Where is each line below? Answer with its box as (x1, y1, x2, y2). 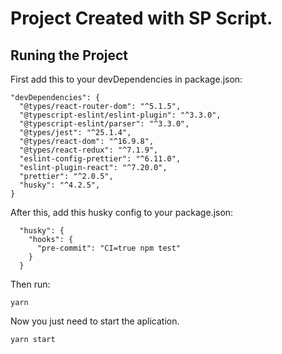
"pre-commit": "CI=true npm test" (36, 243, 182, 253)
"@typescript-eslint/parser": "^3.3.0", (19, 119, 190, 129)
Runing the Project (10, 47, 129, 64)
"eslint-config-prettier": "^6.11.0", (19, 154, 182, 164)
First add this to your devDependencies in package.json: (10, 73, 243, 85)
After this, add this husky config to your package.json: (10, 207, 234, 218)
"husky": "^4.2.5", (19, 180, 101, 190)
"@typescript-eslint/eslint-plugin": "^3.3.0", (19, 110, 222, 120)
